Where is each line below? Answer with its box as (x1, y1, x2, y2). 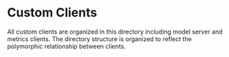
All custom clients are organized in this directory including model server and (7, 27, 223, 36)
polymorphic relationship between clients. (7, 42, 126, 50)
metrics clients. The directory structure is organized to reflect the (7, 34, 193, 43)
